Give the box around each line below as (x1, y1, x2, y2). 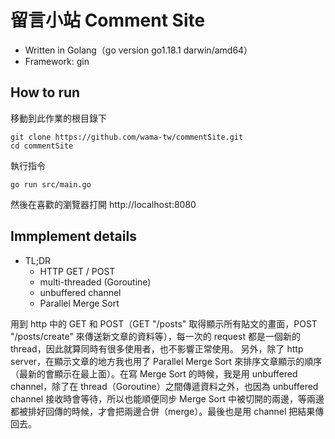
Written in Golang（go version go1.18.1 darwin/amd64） (24, 44, 253, 56)
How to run (10, 84, 81, 101)
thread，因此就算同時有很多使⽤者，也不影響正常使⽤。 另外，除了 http (10, 342, 304, 355)
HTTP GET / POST (39, 265, 116, 277)
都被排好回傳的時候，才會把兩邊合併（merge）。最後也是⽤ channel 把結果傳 (10, 405, 325, 417)
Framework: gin (24, 55, 90, 67)
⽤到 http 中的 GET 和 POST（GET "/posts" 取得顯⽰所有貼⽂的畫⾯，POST (10, 317, 318, 330)
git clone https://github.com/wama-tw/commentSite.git (10, 132, 244, 142)
